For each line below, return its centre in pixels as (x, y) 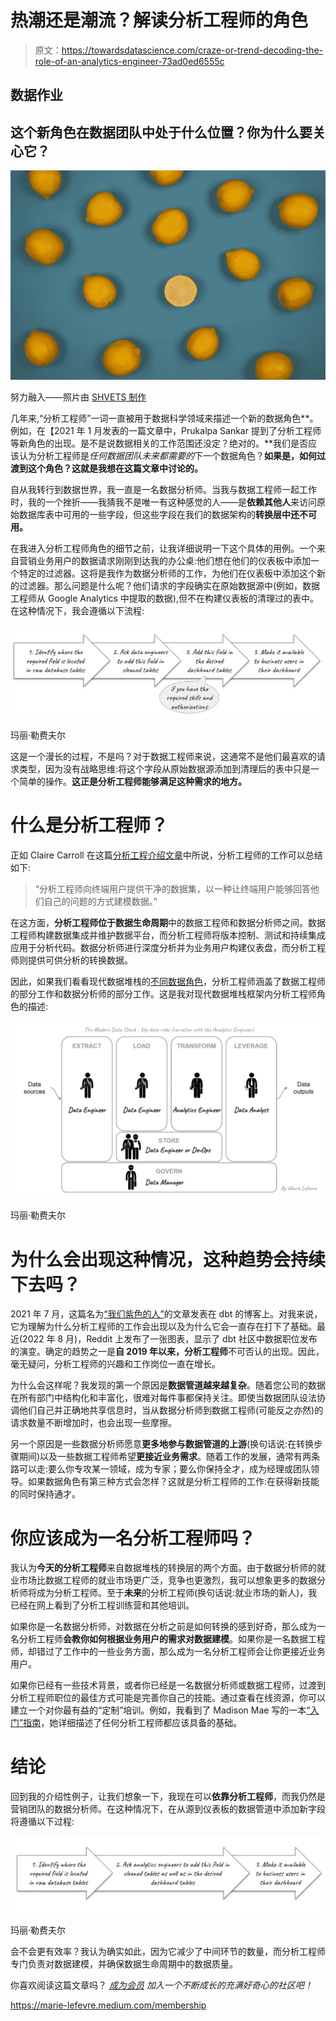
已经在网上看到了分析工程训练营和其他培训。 (102, 1605)
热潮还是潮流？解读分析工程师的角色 (159, 20)
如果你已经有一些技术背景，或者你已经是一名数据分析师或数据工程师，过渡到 (168, 1685)
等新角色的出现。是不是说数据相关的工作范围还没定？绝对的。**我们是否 (159, 443)
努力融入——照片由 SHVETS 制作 (78, 397)
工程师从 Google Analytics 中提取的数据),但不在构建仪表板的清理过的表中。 (165, 598)
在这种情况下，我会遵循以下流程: (77, 610)
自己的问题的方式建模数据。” (100, 901)
